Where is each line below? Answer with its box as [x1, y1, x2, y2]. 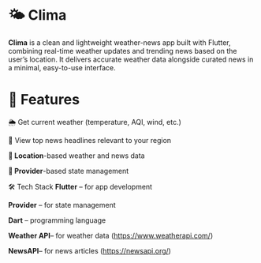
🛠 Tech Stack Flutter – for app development [8, 182, 152, 191]
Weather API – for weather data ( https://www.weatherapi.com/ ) [8, 231, 214, 240]
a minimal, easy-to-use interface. [8, 62, 116, 72]
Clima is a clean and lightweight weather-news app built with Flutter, [8, 37, 231, 47]
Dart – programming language [8, 215, 106, 225]
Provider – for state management [8, 200, 116, 209]
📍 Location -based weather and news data [8, 151, 145, 160]
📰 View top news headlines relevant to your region [8, 135, 172, 145]
